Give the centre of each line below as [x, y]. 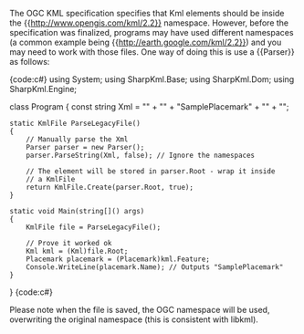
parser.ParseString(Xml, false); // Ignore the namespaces [141, 155]
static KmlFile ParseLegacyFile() [75, 123]
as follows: [30, 62]
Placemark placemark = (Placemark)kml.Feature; [118, 259]
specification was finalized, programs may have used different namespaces [152, 32]
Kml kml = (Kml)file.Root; [77, 251]
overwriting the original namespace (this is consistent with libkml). [134, 319]
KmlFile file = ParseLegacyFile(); [94, 227]
